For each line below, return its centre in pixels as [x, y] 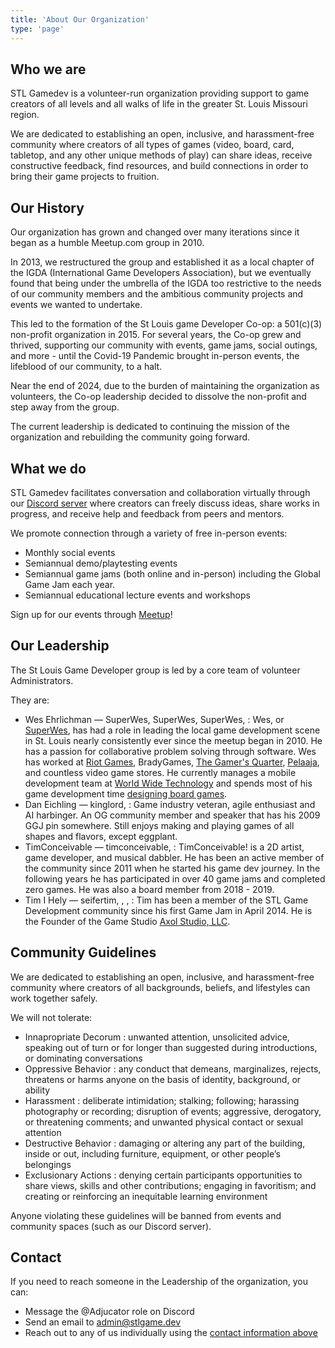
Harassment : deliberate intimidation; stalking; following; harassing [162, 1100]
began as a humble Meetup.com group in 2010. [107, 243]
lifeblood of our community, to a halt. [86, 367]
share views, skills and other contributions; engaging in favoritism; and [170, 1185]
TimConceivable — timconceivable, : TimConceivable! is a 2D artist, [164, 847]
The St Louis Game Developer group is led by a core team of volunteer [155, 670]
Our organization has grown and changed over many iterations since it [155, 232]
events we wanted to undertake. [76, 305]
